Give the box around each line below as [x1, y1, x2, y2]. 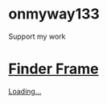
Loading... [8, 86, 42, 96]
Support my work [8, 31, 66, 41]
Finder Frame [8, 60, 99, 78]
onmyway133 [8, 5, 101, 23]
